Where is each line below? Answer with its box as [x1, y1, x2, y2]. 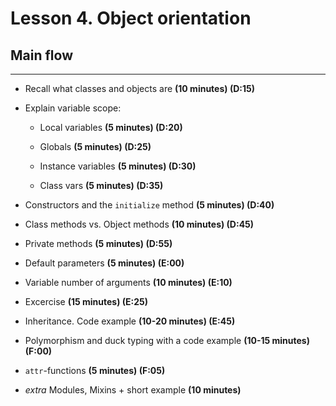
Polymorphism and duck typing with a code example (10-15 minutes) [24, 335, 310, 346]
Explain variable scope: [24, 102, 122, 114]
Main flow [10, 47, 73, 64]
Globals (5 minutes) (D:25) [39, 141, 152, 152]
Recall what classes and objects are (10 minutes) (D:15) [24, 83, 255, 94]
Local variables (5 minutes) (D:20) [39, 122, 183, 133]
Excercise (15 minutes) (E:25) [24, 296, 148, 307]
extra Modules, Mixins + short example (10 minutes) [24, 384, 242, 396]
